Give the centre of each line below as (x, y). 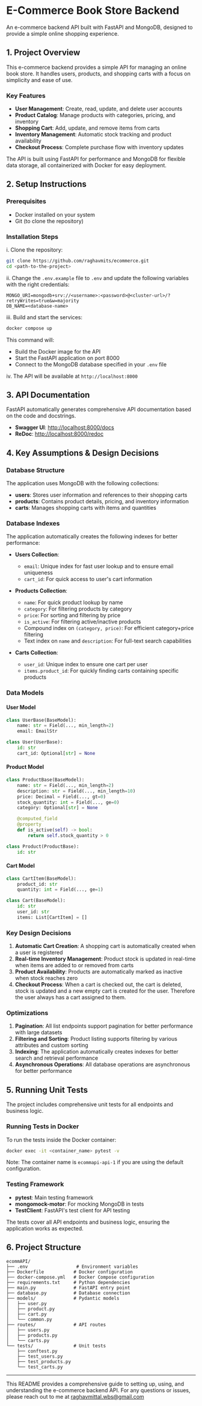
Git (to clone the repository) (49, 221)
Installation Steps (32, 237)
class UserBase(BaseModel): (41, 720)
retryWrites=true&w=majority (43, 301)
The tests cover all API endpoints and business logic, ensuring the (88, 1222)
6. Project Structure (44, 1248)
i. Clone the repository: (35, 250)
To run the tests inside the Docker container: (61, 1140)
